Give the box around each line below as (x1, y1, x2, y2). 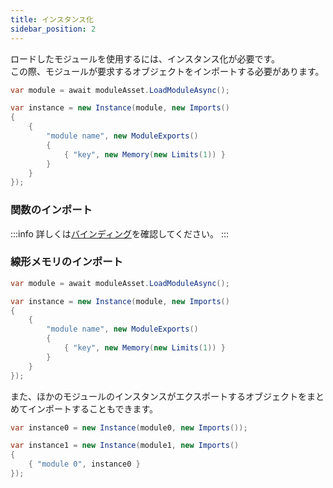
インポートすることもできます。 (27, 402, 159, 415)
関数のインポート (10, 203, 93, 217)
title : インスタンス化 (10, 14, 94, 25)
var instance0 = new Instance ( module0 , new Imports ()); (10, 422, 248, 433)
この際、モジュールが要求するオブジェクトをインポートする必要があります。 (10, 65, 325, 77)
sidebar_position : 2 (10, 24, 97, 34)
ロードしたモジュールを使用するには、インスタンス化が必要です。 (10, 52, 281, 65)
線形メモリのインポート (10, 255, 123, 269)
